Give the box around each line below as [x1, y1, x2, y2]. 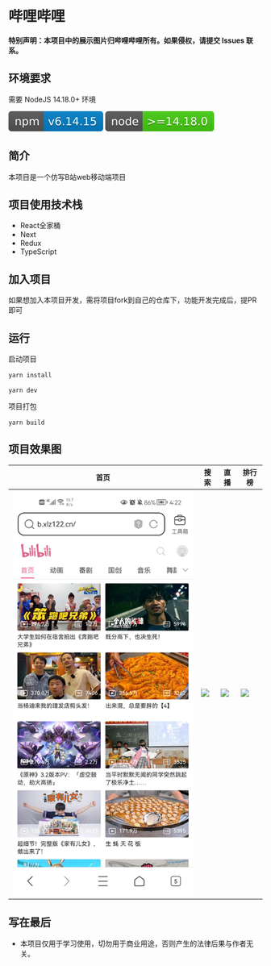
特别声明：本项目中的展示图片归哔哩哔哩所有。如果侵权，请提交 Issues [8, 35, 244, 45]
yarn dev [8, 386, 38, 394]
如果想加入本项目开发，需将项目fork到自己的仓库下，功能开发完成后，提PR [8, 295, 257, 305]
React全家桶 [19, 221, 61, 231]
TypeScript [19, 247, 57, 256]
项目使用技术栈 [8, 198, 83, 211]
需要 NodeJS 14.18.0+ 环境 [8, 94, 97, 104]
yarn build [8, 418, 45, 427]
